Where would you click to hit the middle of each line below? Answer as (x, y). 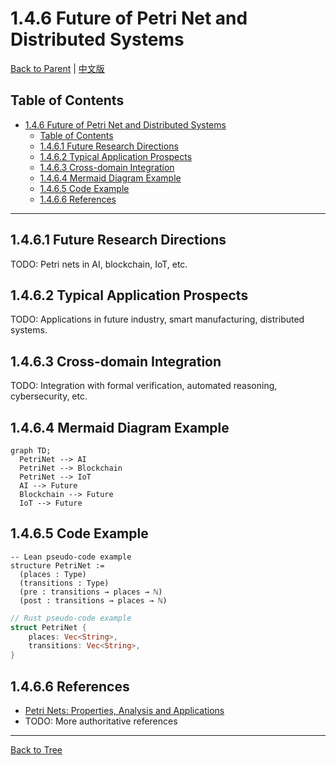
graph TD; (31, 451)
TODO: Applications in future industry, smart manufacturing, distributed (157, 319)
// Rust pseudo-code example (71, 618)
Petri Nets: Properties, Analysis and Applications (124, 710)
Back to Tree (36, 750)
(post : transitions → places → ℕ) (93, 600)
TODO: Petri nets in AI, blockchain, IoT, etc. (99, 264)
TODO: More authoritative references (101, 721)
